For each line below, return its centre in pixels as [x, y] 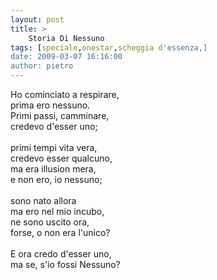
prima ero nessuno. [50, 105]
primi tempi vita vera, [54, 147]
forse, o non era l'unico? [60, 232]
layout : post [37, 19]
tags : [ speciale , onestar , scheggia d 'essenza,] [109, 47]
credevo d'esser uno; [54, 126]
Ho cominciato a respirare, [65, 94]
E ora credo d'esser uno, [61, 254]
